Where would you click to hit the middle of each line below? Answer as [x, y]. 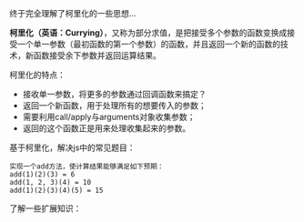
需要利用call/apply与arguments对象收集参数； [109, 117]
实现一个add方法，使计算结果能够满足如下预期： [87, 166]
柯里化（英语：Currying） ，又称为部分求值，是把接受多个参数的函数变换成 [148, 33]
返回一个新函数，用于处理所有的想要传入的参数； [114, 106]
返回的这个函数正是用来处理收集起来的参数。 [106, 128]
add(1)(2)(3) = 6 [42, 175]
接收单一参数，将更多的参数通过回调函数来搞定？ [114, 94]
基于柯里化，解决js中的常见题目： [72, 147]
